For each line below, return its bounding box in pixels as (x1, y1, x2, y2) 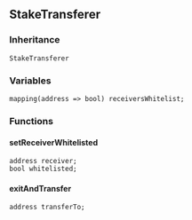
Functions (9, 114, 53, 127)
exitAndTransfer (9, 183, 72, 193)
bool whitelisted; (9, 164, 77, 174)
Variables (9, 75, 52, 87)
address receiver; (9, 157, 77, 166)
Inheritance (9, 34, 60, 46)
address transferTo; (9, 203, 86, 212)
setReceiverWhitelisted (9, 137, 99, 147)
